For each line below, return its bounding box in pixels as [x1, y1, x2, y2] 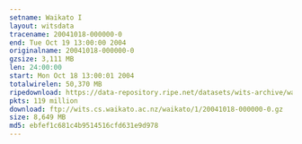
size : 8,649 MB [9, 113, 67, 122]
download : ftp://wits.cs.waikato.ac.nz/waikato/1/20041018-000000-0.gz [9, 105, 283, 114]
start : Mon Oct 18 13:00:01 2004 [9, 72, 135, 80]
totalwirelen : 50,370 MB [9, 80, 102, 89]
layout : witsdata [9, 21, 75, 30]
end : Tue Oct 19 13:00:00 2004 [9, 38, 127, 47]
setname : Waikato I [9, 13, 83, 22]
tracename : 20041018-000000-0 [9, 30, 123, 38]
